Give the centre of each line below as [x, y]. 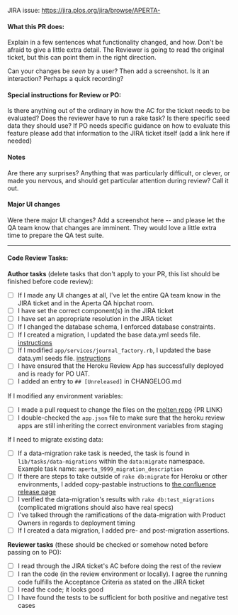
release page [37, 491]
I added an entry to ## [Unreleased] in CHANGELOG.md [100, 381]
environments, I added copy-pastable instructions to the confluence [117, 484]
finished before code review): [50, 282]
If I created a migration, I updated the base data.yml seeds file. [109, 335]
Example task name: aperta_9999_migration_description [100, 469]
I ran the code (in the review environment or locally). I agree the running [123, 574]
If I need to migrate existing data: [56, 439]
